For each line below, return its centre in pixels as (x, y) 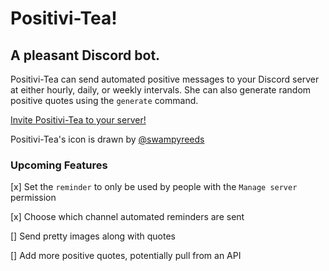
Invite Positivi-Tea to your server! (78, 120)
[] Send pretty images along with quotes (93, 236)
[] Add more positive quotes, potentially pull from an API (126, 256)
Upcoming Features (59, 165)
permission (33, 198)
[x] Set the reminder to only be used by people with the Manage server (154, 187)
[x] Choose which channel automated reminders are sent (127, 217)
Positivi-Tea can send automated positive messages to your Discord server (165, 79)
